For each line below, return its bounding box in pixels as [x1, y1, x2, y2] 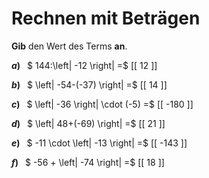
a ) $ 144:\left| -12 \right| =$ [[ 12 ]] [11, 59, 158, 71]
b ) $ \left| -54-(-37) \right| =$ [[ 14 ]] [11, 78, 168, 91]
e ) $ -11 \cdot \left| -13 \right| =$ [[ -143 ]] [11, 137, 188, 149]
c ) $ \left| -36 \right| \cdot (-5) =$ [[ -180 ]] [11, 98, 194, 110]
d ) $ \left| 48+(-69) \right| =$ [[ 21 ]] [11, 117, 166, 129]
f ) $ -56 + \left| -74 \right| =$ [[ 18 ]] [11, 156, 165, 168]
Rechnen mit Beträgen [11, 7, 201, 30]
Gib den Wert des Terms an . [11, 40, 128, 52]
